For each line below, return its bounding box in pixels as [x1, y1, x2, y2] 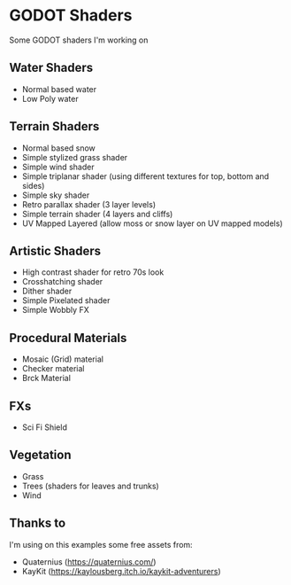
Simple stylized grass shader [21, 152, 128, 162]
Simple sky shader [21, 190, 90, 200]
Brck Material [21, 373, 71, 384]
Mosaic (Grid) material [21, 354, 104, 364]
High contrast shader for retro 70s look [21, 267, 165, 277]
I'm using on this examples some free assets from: [9, 539, 193, 550]
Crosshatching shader [21, 277, 103, 287]
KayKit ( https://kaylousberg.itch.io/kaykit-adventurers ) [21, 565, 221, 576]
